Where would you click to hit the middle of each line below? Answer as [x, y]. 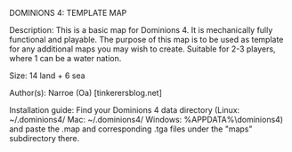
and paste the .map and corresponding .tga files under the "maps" [131, 129]
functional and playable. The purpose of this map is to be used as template [146, 40]
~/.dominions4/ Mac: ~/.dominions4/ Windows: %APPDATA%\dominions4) [146, 120]
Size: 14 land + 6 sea [48, 76]
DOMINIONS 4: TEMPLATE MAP [68, 13]
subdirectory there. [45, 138]
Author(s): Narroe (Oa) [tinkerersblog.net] [86, 93]
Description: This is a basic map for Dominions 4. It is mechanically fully [141, 30]
